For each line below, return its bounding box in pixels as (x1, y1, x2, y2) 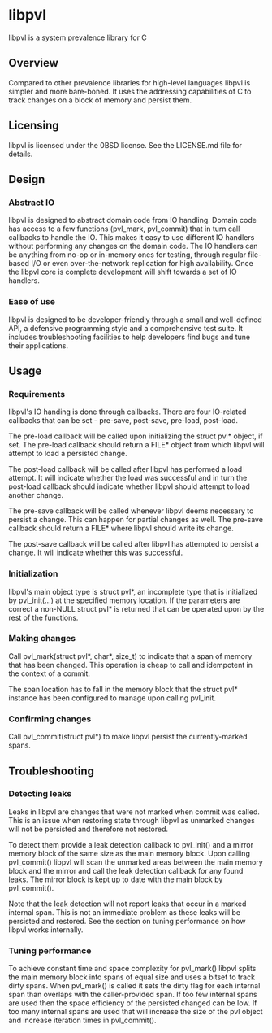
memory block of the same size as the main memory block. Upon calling (8, 848, 250, 858)
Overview (8, 56, 59, 70)
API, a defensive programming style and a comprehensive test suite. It (8, 323, 244, 333)
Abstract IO (8, 197, 55, 208)
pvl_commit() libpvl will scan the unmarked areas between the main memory (8, 856, 264, 867)
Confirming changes (8, 713, 92, 725)
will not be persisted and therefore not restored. (8, 824, 169, 834)
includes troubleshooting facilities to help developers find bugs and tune (8, 332, 250, 342)
